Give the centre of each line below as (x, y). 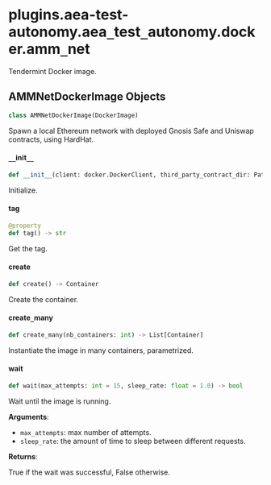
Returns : (23, 456)
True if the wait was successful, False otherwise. (90, 472)
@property (25, 226)
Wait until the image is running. (60, 401)
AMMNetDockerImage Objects (87, 97)
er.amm (35, 49)
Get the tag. (28, 248)
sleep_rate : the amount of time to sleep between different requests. (133, 441)
